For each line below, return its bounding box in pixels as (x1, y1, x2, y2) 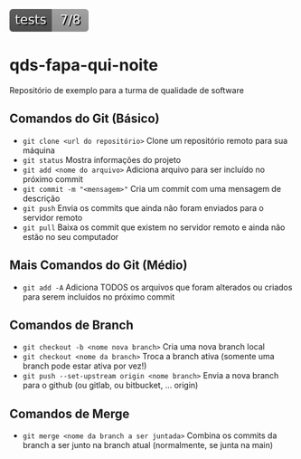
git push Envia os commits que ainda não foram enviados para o (22, 202, 264, 213)
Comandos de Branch (9, 317, 134, 332)
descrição (22, 193, 61, 204)
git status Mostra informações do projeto (22, 154, 182, 165)
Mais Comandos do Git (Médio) (9, 258, 188, 273)
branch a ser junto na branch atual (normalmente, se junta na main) (22, 440, 274, 451)
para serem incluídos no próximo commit (22, 291, 175, 302)
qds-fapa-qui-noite (9, 55, 158, 76)
